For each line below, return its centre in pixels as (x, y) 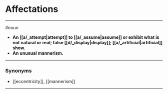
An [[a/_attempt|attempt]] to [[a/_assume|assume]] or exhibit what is (86, 37)
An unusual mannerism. (38, 53)
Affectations (32, 9)
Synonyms (18, 71)
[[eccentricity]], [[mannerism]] (44, 82)
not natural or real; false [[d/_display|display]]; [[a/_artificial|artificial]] (87, 42)
